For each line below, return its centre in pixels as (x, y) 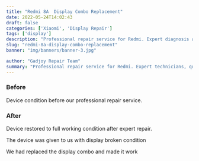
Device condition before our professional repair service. (74, 100)
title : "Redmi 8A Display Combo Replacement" (65, 12)
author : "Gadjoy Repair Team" (44, 61)
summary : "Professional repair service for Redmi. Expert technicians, (96, 67)
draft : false (22, 23)
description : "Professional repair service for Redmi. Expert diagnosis (98, 39)
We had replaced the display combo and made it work (72, 151)
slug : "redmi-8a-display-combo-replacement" (62, 45)
